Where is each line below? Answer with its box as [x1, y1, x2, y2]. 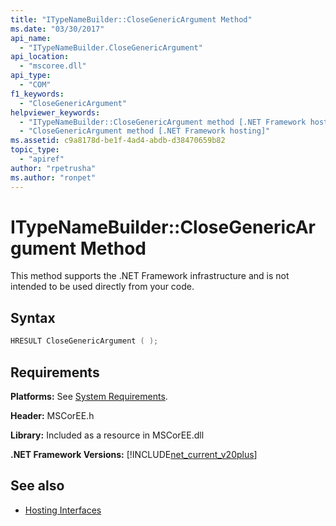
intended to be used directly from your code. [10, 281, 195, 293]
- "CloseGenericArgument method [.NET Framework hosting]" [19, 126, 271, 136]
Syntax [10, 309, 56, 326]
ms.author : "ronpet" [10, 172, 97, 183]
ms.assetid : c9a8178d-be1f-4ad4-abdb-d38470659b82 [10, 136, 226, 146]
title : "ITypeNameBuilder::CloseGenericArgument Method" [10, 14, 253, 25]
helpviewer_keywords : [10, 107, 101, 118]
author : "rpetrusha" [10, 163, 97, 173]
